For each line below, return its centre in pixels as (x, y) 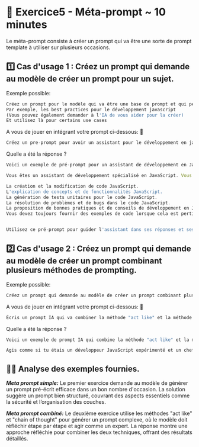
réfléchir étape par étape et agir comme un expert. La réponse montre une (97, 426)
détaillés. (17, 439)
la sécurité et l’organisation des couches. (56, 402)
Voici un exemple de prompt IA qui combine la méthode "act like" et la (98, 340)
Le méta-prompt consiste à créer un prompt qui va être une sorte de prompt (99, 41)
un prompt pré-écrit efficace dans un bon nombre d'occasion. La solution (96, 390)
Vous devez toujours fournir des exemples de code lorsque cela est (92, 214)
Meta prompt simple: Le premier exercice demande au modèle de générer (97, 383)
